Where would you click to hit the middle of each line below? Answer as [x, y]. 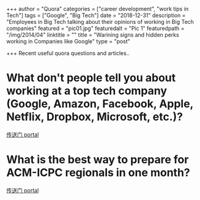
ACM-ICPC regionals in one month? [98, 173]
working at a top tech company [87, 91]
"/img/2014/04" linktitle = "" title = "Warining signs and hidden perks [93, 35]
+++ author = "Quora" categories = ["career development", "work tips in [98, 9]
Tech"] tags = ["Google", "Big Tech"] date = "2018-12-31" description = [96, 15]
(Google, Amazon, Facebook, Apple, [100, 104]
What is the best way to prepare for [98, 160]
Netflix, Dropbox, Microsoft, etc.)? [95, 117]
